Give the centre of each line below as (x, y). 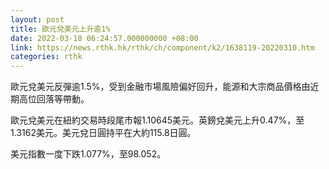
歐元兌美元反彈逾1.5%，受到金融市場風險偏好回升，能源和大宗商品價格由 (160, 87)
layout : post (37, 19)
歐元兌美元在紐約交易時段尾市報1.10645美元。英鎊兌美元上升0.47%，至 (157, 120)
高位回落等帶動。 (54, 99)
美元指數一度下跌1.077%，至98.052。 (88, 154)
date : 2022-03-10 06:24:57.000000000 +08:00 (104, 38)
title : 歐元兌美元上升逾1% (60, 29)
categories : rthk (46, 57)
